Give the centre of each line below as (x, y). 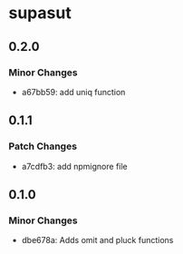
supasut (40, 13)
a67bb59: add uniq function (73, 92)
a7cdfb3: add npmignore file (74, 166)
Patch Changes (43, 146)
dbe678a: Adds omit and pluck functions (97, 240)
